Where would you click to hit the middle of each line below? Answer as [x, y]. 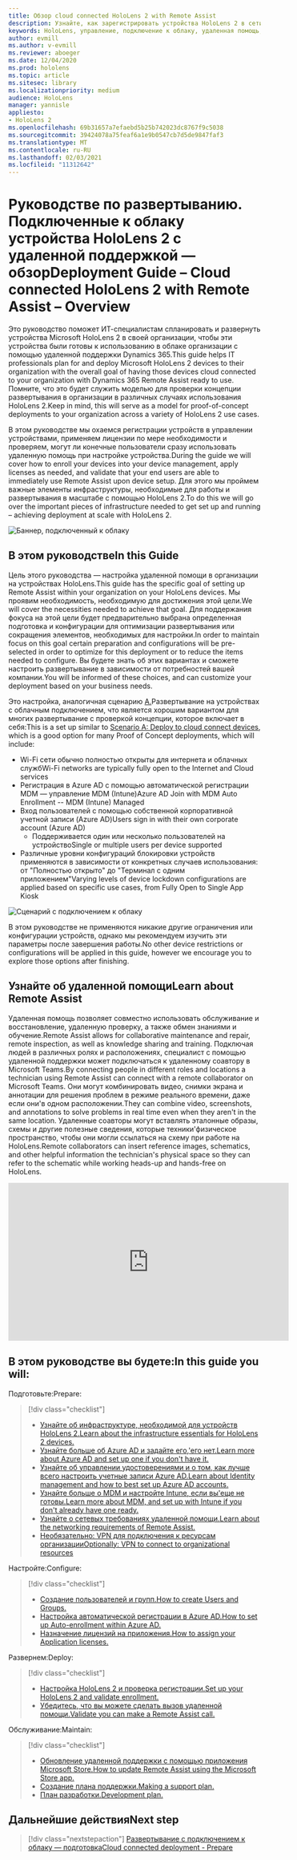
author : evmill [34, 38]
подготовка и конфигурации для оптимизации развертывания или [121, 626]
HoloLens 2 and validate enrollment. [99, 1696]
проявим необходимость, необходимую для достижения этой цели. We [130, 600]
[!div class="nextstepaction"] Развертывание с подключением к [136, 1839]
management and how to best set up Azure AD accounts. [134, 1484]
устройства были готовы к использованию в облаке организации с [123, 346]
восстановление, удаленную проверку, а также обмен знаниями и [122, 1027]
